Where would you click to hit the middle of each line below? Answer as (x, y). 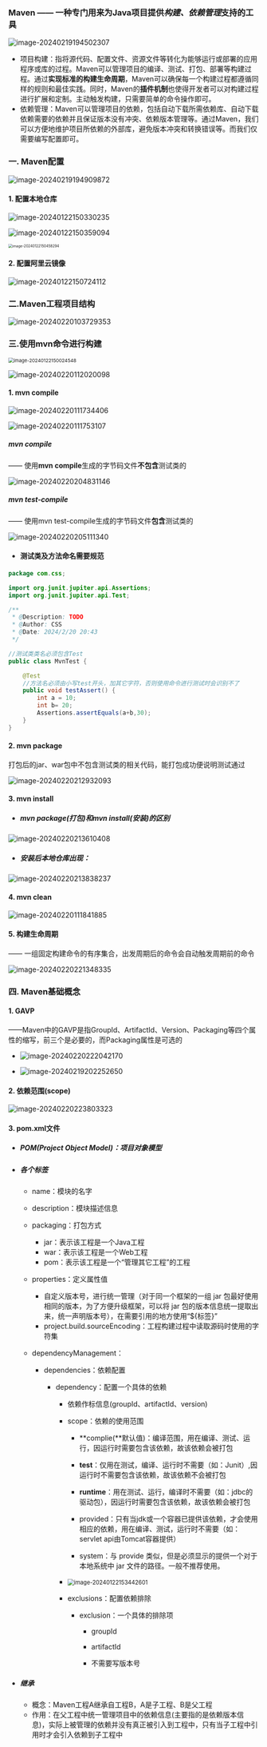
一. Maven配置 (36, 161)
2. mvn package (35, 746)
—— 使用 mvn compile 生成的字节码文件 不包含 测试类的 (98, 465)
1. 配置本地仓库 (33, 199)
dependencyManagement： (77, 1353)
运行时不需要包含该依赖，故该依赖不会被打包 (153, 1475)
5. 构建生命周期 (33, 934)
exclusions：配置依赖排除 (109, 1598)
